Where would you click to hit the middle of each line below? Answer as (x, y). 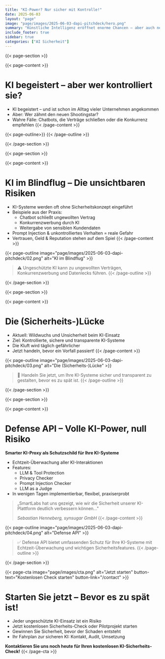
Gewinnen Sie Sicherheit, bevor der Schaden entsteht (67, 631)
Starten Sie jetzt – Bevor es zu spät (77, 597)
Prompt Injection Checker (45, 483)
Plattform (26, 508)
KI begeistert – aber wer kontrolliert (79, 85)
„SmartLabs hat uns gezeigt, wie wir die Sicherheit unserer (77, 503)
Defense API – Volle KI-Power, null (76, 429)
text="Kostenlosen (24, 577)
